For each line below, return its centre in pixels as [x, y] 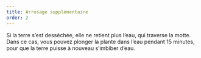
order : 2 [17, 18]
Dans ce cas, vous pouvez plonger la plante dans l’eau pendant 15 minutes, [100, 42]
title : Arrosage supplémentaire [47, 12]
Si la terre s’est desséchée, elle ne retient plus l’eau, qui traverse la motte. [99, 35]
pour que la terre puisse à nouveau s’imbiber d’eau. [71, 48]
